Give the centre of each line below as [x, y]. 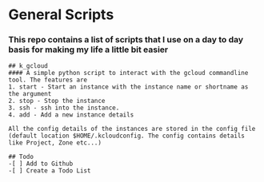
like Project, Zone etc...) [55, 143]
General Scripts [61, 15]
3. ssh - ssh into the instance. [64, 108]
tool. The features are [48, 80]
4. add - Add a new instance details [71, 115]
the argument [30, 94]
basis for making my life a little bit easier [88, 49]
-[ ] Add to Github [41, 164]
